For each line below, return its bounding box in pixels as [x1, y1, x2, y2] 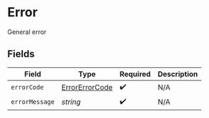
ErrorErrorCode [61, 83, 113, 93]
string [61, 97, 81, 107]
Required [119, 69, 151, 78]
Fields [7, 48, 35, 60]
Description [157, 69, 198, 78]
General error [7, 28, 47, 36]
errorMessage [11, 98, 55, 106]
